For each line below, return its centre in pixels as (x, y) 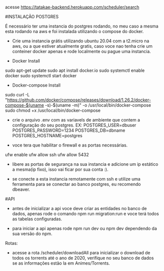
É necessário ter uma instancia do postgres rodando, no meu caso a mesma (82, 26)
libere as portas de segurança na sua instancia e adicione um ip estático (85, 164)
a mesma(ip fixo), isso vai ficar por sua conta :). (60, 169)
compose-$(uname (24, 105)
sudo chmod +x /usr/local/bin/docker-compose (53, 110)
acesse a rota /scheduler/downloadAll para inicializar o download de (81, 253)
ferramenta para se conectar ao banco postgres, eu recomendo (76, 184)
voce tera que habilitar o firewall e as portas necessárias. (70, 145)
